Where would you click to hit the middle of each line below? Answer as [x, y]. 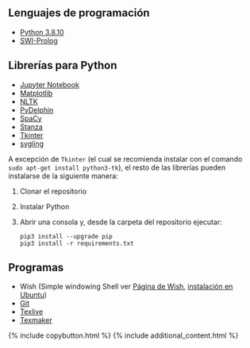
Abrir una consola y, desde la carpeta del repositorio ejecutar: [121, 222]
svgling [32, 143]
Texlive [31, 312]
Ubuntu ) [33, 295]
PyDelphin [37, 109]
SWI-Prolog [38, 40]
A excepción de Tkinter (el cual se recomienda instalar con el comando [125, 159]
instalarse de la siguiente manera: [63, 176]
